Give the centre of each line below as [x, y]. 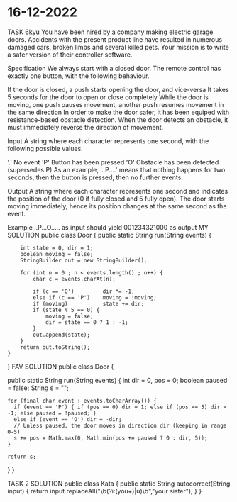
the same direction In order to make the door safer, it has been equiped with [118, 112]
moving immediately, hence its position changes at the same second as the [117, 206]
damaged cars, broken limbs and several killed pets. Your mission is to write [118, 47]
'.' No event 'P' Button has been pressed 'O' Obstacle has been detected [113, 162]
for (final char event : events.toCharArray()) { [82, 401]
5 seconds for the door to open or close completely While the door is [108, 97]
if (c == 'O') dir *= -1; [84, 291]
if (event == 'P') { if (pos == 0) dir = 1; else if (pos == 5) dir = [120, 407]
